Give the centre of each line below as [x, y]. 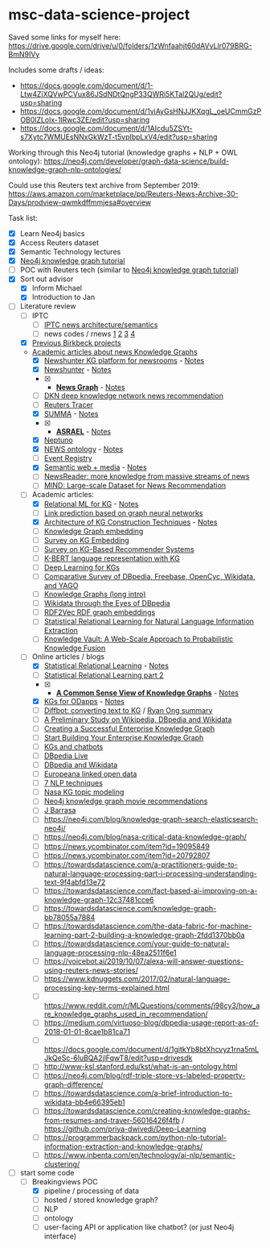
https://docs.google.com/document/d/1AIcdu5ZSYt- [106, 128]
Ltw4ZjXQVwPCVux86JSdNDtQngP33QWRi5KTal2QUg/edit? [121, 93]
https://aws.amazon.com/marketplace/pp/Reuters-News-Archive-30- [123, 193]
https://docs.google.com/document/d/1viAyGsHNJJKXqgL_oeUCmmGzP [141, 111]
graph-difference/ [74, 1084]
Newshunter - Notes [78, 369]
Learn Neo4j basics [52, 233]
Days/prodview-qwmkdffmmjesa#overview [80, 202]
